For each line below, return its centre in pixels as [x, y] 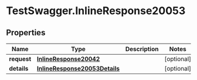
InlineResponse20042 [69, 59]
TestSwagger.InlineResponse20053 [96, 11]
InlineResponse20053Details [79, 69]
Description [142, 49]
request [20, 59]
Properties [26, 33]
